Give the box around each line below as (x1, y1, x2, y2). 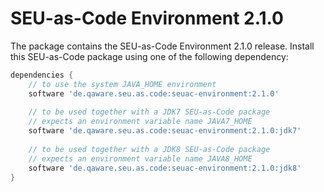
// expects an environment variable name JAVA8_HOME (28, 153, 253, 164)
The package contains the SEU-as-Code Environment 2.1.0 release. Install (10, 40, 315, 52)
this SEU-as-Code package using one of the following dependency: (10, 50, 289, 62)
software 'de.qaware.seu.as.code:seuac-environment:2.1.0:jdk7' (28, 126, 302, 136)
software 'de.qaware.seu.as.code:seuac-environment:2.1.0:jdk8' (28, 163, 302, 173)
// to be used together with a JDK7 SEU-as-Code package (28, 107, 271, 117)
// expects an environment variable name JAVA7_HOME (28, 117, 253, 127)
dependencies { (10, 70, 74, 80)
